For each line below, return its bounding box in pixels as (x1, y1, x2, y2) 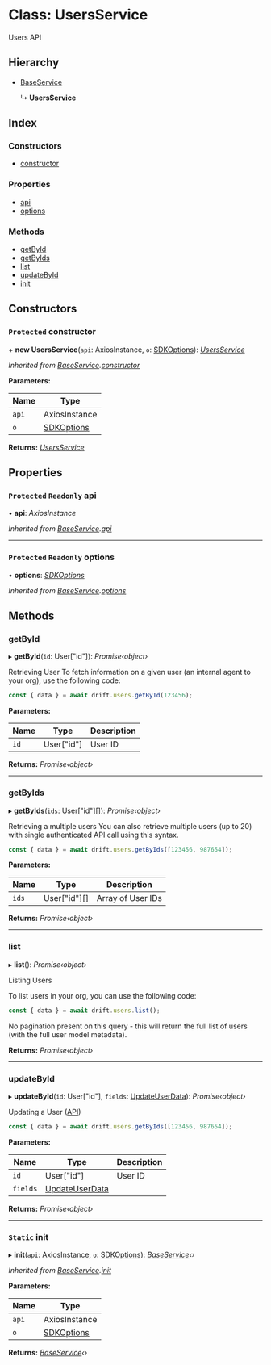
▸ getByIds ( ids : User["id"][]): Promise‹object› (8, 806, 161, 815)
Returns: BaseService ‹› (8, 1348, 88, 1358)
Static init (8, 1231, 49, 1242)
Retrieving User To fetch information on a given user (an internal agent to (8, 668, 252, 677)
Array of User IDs (96, 893, 163, 904)
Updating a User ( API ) (8, 1107, 81, 1116)
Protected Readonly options (8, 551, 115, 563)
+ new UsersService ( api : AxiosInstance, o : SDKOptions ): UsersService (8, 345, 245, 354)
